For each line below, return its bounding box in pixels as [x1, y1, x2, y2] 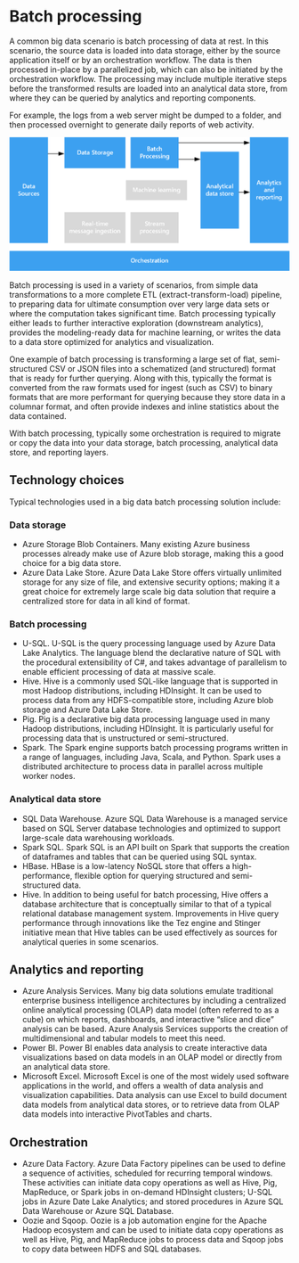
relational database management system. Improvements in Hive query [21, 907, 279, 919]
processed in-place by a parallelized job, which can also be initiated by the [9, 64, 283, 75]
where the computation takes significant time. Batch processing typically [9, 308, 276, 318]
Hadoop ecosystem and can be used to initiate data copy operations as [21, 1225, 284, 1235]
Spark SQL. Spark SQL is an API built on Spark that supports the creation [21, 841, 290, 852]
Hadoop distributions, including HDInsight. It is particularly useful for [21, 724, 274, 734]
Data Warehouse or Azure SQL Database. [21, 1206, 174, 1217]
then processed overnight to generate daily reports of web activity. [9, 119, 255, 130]
